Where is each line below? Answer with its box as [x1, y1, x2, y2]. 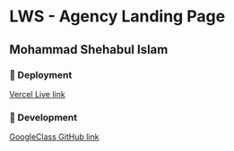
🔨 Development [9, 111, 78, 123]
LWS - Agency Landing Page [9, 6, 226, 27]
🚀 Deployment [9, 69, 73, 81]
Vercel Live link [9, 88, 65, 99]
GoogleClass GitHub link [9, 131, 100, 142]
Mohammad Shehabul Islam [9, 42, 169, 57]
